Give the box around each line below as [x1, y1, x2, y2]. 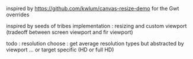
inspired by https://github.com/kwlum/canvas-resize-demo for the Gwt [6, 5, 179, 12]
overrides [6, 11, 30, 18]
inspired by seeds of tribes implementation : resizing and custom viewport [6, 23, 187, 29]
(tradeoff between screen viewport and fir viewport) [6, 29, 133, 36]
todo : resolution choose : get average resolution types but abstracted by [6, 40, 185, 47]
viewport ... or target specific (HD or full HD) [6, 46, 114, 53]
